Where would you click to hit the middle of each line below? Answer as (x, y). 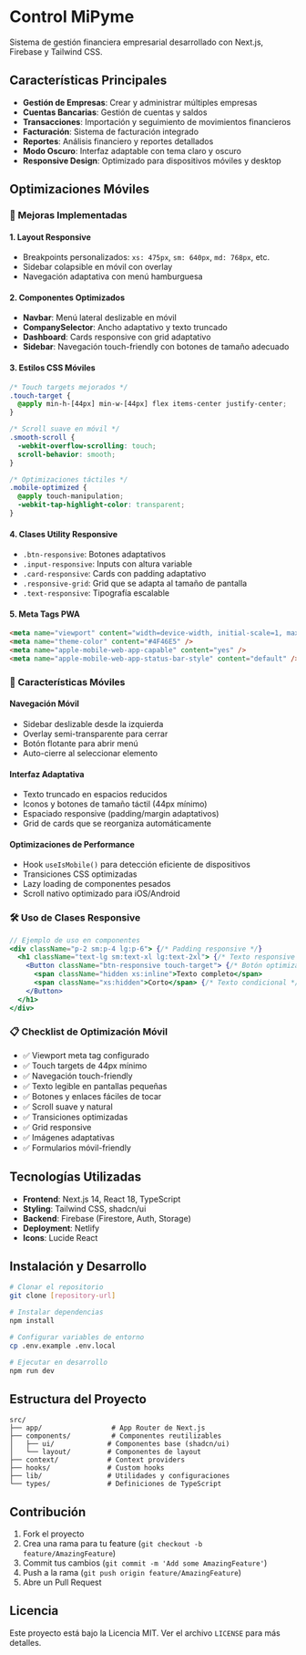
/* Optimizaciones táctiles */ (69, 479)
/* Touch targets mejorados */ (69, 387)
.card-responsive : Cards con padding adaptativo (114, 574)
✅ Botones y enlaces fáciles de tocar (92, 1096)
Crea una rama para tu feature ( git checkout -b (112, 1544)
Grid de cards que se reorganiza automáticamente (117, 824)
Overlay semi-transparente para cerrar (95, 734)
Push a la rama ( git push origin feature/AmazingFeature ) (132, 1573)
